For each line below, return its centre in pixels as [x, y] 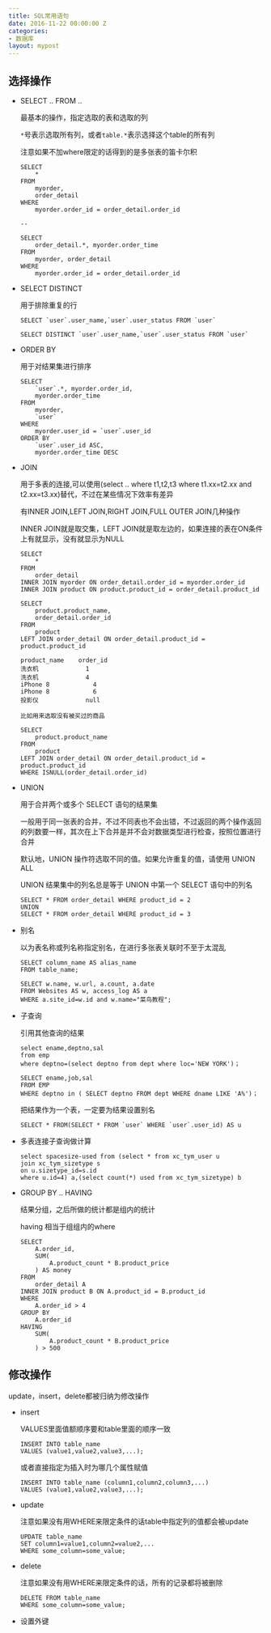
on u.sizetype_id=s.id [58, 1170]
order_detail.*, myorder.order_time [97, 245]
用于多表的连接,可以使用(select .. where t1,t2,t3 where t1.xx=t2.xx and [136, 484]
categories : [28, 31]
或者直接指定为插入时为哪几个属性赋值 [84, 1467]
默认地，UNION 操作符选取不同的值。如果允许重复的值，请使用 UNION [138, 859]
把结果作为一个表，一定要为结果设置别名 [87, 1109]
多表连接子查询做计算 [55, 1141]
